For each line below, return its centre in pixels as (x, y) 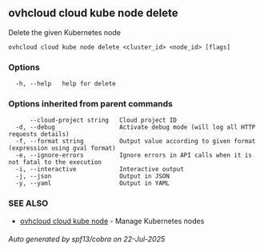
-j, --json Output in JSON (93, 176)
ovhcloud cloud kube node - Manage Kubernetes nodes (112, 221)
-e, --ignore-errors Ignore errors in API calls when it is (134, 155)
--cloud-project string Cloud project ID (103, 120)
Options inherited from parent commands (91, 104)
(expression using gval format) (62, 148)
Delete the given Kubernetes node (65, 32)
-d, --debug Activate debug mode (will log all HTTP (136, 127)
